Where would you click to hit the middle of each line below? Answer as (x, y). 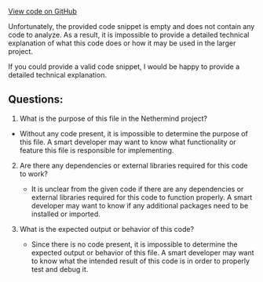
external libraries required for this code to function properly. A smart (142, 197)
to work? (34, 174)
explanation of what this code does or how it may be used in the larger (122, 43)
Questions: (36, 100)
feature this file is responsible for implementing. (97, 150)
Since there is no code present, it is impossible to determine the (134, 244)
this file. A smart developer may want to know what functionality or (128, 142)
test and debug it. (60, 269)
